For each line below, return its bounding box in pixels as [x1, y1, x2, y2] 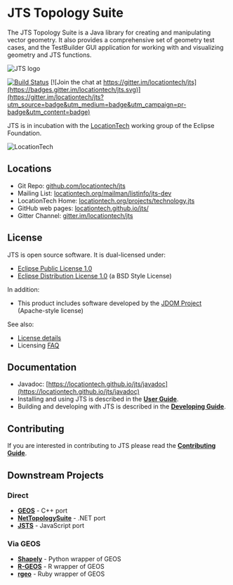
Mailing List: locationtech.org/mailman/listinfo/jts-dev [17, 188, 172, 198]
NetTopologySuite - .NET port [17, 513, 106, 522]
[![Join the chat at [50, 77, 102, 86]
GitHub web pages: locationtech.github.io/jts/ [17, 204, 149, 212]
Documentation [7, 361, 77, 373]
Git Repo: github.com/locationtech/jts [17, 181, 126, 190]
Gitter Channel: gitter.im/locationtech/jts [17, 211, 133, 219]
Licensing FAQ [17, 341, 60, 349]
